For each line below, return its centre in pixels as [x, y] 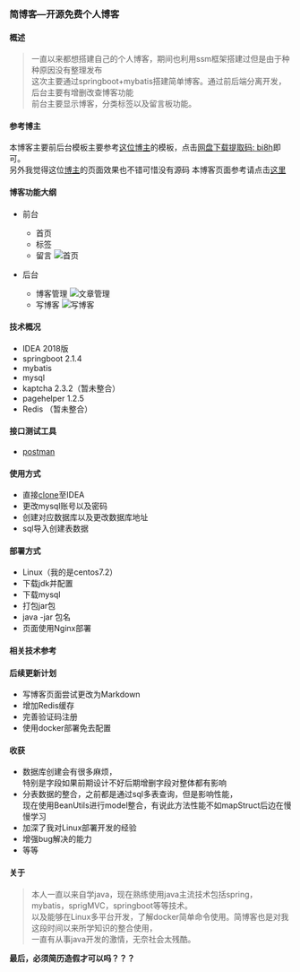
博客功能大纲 [33, 192]
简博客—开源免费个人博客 [64, 13]
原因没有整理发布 [71, 70]
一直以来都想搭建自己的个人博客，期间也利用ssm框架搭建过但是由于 [156, 59]
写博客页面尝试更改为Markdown [81, 694]
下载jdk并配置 [47, 584]
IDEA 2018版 [45, 348]
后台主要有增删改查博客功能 [82, 92]
